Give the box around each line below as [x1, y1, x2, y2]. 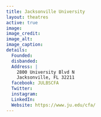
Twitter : [11, 86, 33, 92]
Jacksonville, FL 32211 [16, 74, 75, 80]
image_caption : [6, 42, 43, 48]
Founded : [11, 53, 33, 58]
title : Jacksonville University [6, 8, 85, 15]
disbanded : [11, 58, 38, 64]
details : [6, 47, 28, 53]
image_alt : [6, 36, 33, 42]
